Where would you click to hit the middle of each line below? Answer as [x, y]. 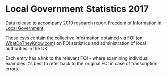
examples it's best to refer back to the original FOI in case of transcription [81, 63]
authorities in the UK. [27, 48]
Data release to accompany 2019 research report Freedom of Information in [83, 23]
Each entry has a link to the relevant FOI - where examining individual [77, 58]
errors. [12, 69]
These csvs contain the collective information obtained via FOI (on [74, 38]
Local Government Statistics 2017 [77, 9]
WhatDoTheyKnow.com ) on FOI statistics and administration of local [76, 43]
